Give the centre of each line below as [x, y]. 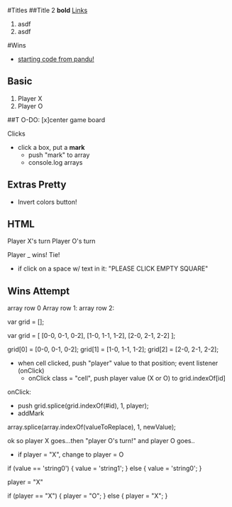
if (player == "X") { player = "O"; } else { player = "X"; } [88, 496]
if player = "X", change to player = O [71, 454]
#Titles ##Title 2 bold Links [48, 10]
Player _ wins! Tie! [34, 255]
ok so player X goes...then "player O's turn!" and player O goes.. [101, 441]
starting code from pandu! [56, 59]
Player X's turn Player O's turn [51, 241]
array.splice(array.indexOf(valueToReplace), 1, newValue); [92, 427]
